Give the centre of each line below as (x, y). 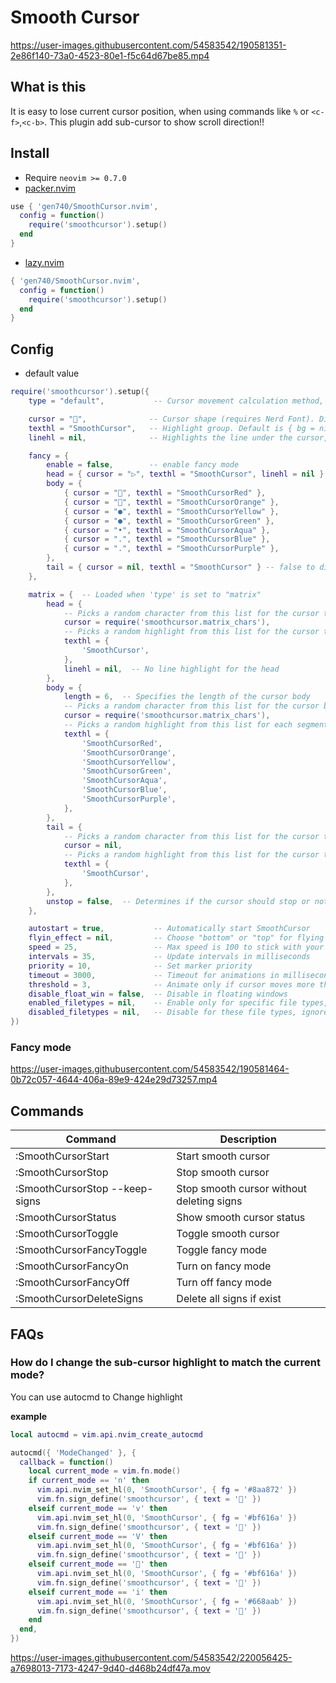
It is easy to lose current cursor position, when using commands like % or (160, 111)
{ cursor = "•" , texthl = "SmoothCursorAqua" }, (167, 530)
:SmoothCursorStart (62, 1156)
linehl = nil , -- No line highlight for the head (171, 669)
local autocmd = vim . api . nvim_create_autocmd (106, 1434)
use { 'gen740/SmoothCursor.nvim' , (84, 206)
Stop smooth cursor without (241, 1189)
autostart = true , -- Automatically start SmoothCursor (169, 929)
